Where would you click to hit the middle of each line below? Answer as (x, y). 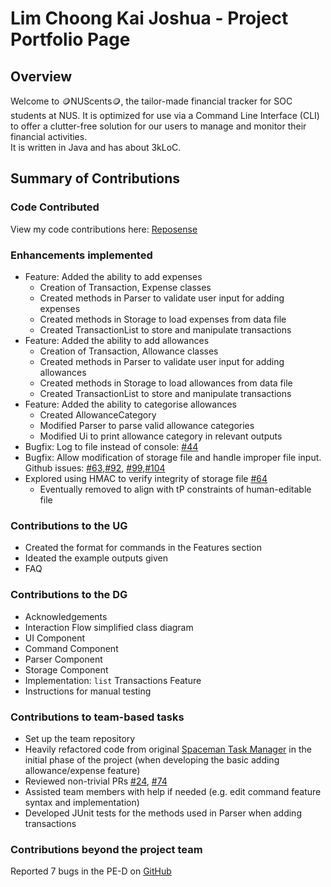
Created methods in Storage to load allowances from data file (166, 383)
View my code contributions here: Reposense (104, 229)
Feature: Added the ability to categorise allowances (130, 404)
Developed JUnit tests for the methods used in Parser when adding (163, 813)
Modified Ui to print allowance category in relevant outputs (161, 436)
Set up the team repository (80, 738)
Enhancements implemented (81, 255)
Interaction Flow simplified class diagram (109, 627)
